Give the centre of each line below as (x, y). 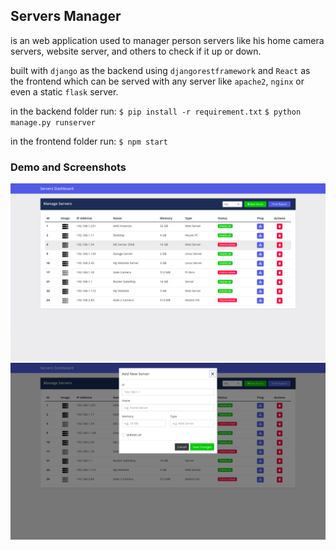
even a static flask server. (64, 91)
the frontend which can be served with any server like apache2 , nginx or (157, 81)
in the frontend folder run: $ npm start (89, 141)
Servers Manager (66, 16)
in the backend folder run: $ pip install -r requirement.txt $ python (156, 111)
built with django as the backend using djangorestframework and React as (160, 70)
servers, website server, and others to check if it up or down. (136, 51)
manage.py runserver (53, 122)
